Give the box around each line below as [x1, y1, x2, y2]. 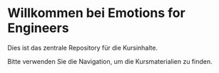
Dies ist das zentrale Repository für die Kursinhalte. [7, 43, 158, 52]
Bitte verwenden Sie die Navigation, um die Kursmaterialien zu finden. [7, 57, 213, 65]
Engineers [7, 20, 69, 36]
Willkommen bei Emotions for [7, 5, 185, 21]
